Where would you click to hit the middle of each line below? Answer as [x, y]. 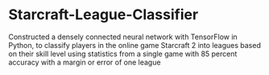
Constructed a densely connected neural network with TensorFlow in [123, 37]
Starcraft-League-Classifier [103, 15]
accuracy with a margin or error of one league [85, 62]
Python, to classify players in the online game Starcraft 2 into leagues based [135, 45]
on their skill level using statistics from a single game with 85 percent [123, 53]
